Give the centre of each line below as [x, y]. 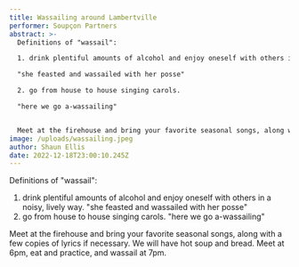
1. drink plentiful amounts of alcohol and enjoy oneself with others [151, 59]
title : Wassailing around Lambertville [83, 17]
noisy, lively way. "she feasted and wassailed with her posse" [134, 207]
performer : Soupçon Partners [63, 26]
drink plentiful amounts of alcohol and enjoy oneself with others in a [146, 198]
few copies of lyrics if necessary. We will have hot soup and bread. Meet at [147, 243]
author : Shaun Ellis [48, 147]
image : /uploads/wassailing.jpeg [71, 139]
